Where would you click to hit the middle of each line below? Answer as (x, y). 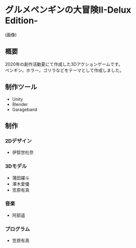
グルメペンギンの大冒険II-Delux (68, 10)
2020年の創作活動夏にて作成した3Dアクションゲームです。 (64, 64)
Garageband (25, 109)
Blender (20, 104)
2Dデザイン (18, 141)
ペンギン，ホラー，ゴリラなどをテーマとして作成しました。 (64, 70)
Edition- (21, 21)
